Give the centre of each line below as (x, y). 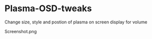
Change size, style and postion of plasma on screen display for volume (76, 22)
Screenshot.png (21, 31)
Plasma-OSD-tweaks (48, 9)
